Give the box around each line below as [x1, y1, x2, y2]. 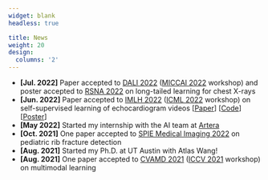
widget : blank [8, 11, 56, 20]
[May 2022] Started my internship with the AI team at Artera [19, 121, 220, 130]
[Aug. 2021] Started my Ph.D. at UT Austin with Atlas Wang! [19, 146, 218, 155]
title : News [8, 34, 48, 42]
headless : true [8, 19, 59, 27]
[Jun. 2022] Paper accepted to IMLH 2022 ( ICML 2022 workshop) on [19, 95, 251, 104]
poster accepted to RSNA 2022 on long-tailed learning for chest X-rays [19, 86, 256, 96]
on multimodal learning [19, 163, 96, 172]
